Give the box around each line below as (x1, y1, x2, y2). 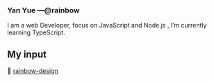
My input (7, 48, 47, 60)
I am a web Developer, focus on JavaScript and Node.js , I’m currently (7, 21, 207, 30)
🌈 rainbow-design (7, 67, 58, 75)
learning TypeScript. (7, 28, 66, 37)
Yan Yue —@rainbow (7, 6, 80, 15)
